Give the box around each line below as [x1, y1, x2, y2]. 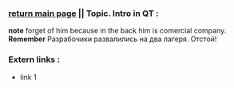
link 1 [19, 72, 38, 82]
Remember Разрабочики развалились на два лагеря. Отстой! [8, 34, 217, 44]
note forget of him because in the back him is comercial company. [8, 26, 227, 36]
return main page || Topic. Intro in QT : [8, 8, 159, 19]
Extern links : [8, 54, 61, 65]
